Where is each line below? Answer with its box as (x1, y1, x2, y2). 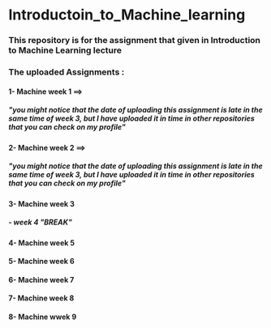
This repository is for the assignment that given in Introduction (8, 35, 261, 46)
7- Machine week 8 (8, 293, 75, 303)
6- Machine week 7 (8, 275, 75, 284)
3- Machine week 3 (8, 198, 75, 208)
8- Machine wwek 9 (8, 312, 77, 322)
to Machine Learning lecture (8, 45, 122, 56)
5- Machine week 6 (8, 257, 75, 266)
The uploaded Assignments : (8, 66, 125, 78)
